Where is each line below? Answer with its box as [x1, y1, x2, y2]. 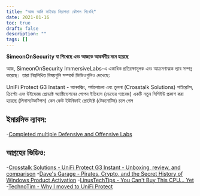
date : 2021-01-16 [6, 14, 50, 20]
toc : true [6, 20, 31, 26]
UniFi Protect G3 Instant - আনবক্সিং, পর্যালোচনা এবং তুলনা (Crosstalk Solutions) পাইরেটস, [6, 84, 193, 90]
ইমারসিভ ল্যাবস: [6, 115, 47, 125]
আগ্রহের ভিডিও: [6, 148, 46, 158]
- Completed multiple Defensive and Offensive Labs [6, 130, 133, 137]
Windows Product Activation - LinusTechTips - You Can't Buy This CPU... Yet [6, 176, 195, 183]
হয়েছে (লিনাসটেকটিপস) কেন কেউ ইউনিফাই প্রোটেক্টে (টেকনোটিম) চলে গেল [6, 97, 134, 104]
